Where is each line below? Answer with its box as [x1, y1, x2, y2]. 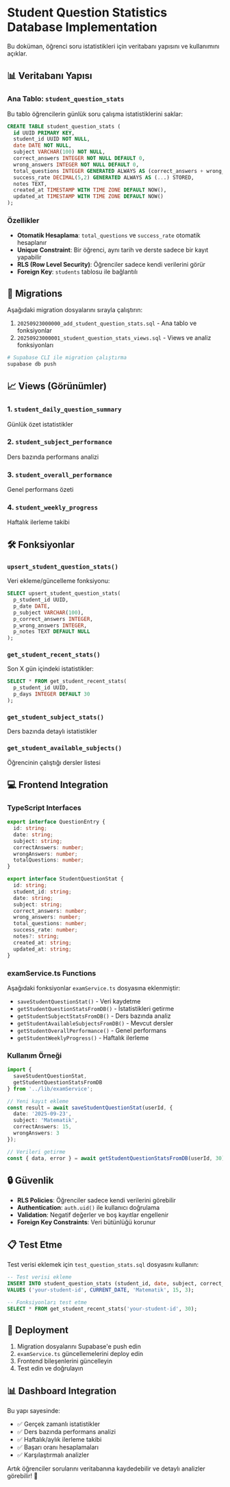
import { [7, 1067, 32, 1073]
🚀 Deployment [7, 1324, 68, 1335]
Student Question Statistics [7, 5, 168, 21]
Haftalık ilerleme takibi [7, 518, 70, 526]
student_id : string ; [13, 888, 72, 895]
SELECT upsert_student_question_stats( [7, 590, 121, 597]
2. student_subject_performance [7, 437, 113, 447]
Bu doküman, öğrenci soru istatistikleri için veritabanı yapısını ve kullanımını [7, 42, 220, 50]
